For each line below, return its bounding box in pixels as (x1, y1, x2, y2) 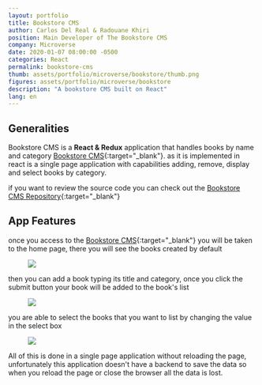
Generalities (8, 122, 69, 135)
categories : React (8, 56, 69, 64)
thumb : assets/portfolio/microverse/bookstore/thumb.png (8, 70, 200, 78)
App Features (8, 214, 77, 228)
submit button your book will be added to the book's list (8, 282, 189, 292)
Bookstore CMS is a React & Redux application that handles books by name (8, 143, 254, 153)
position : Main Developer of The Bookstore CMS (8, 33, 168, 42)
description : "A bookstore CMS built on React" (8, 85, 168, 93)
